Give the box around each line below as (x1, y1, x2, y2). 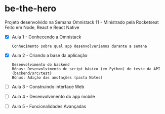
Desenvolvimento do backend (11, 62, 70, 67)
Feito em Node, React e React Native (4, 24, 80, 30)
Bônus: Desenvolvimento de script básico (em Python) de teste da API (11, 67, 161, 72)
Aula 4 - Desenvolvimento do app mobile (11, 94, 95, 100)
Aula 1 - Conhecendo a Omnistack (11, 34, 82, 40)
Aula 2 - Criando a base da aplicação (11, 53, 87, 58)
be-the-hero (4, 3, 56, 14)
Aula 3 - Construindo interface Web (11, 84, 84, 90)
